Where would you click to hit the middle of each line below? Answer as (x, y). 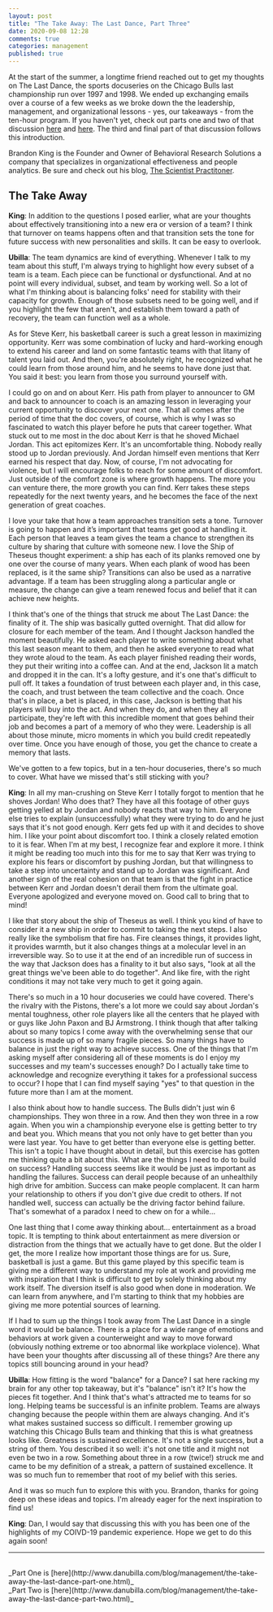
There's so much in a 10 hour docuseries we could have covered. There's (131, 996)
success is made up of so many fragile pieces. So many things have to (126, 1040)
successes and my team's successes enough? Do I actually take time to (129, 1065)
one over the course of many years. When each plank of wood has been (129, 564)
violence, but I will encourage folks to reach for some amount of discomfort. (135, 470)
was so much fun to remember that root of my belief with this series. (123, 1475)
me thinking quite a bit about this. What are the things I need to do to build (132, 1159)
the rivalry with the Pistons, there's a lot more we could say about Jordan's (134, 1005)
